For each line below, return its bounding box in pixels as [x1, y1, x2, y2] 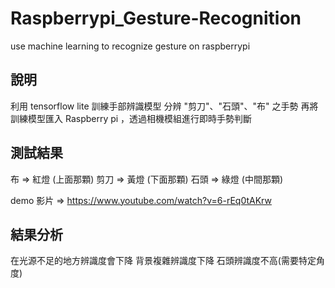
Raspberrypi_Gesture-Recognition [10, 7, 302, 30]
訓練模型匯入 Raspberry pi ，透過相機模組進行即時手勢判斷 [10, 112, 253, 124]
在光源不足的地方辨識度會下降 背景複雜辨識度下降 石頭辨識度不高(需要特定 [10, 255, 317, 267]
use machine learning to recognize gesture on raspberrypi [10, 40, 251, 52]
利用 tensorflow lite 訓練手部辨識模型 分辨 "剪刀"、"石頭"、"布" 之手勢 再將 [10, 100, 319, 112]
